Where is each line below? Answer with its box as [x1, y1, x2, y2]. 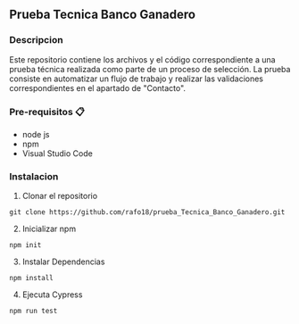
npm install [9, 274, 54, 283]
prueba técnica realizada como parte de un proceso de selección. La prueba [9, 63, 291, 74]
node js [21, 129, 50, 139]
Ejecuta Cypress [21, 289, 83, 300]
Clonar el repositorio [21, 191, 98, 202]
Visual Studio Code [21, 147, 94, 159]
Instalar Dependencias [21, 256, 105, 267]
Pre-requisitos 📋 [9, 105, 85, 118]
